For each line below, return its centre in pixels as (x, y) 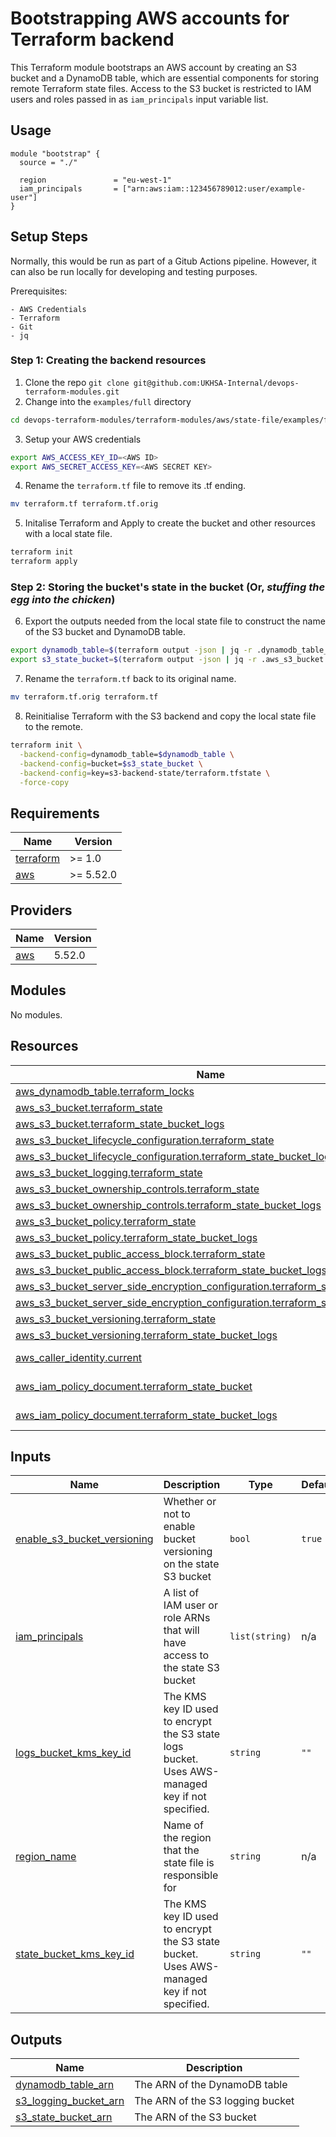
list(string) (260, 1636)
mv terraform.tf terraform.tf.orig (84, 504)
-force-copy (44, 782)
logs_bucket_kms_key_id (73, 1753)
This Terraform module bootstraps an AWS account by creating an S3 (154, 67)
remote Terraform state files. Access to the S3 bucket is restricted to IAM (161, 88)
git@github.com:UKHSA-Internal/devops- (216, 383)
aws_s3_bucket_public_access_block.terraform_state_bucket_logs (171, 1270)
